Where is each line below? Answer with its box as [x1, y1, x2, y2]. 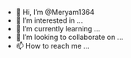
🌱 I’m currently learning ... [15, 24, 101, 33]
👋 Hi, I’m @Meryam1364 [15, 8, 95, 16]
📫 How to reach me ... [15, 42, 90, 50]
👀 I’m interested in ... [15, 16, 83, 25]
